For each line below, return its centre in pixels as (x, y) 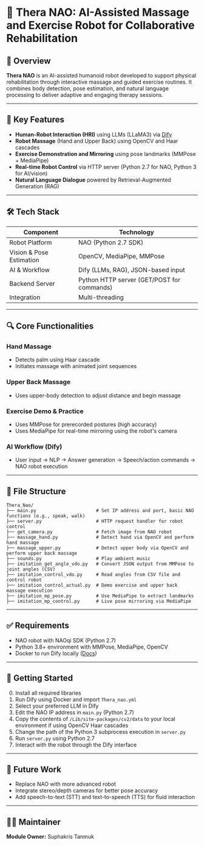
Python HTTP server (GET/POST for (129, 280)
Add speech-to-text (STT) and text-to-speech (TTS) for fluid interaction (105, 797)
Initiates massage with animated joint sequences (76, 366)
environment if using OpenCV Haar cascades (72, 725)
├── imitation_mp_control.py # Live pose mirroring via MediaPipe (99, 602)
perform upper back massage (42, 553)
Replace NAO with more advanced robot (66, 784)
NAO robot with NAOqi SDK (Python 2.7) (66, 640)
